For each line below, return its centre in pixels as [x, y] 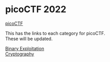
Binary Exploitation [25, 48]
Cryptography [20, 54]
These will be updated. [29, 39]
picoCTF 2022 [36, 9]
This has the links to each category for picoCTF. [55, 33]
